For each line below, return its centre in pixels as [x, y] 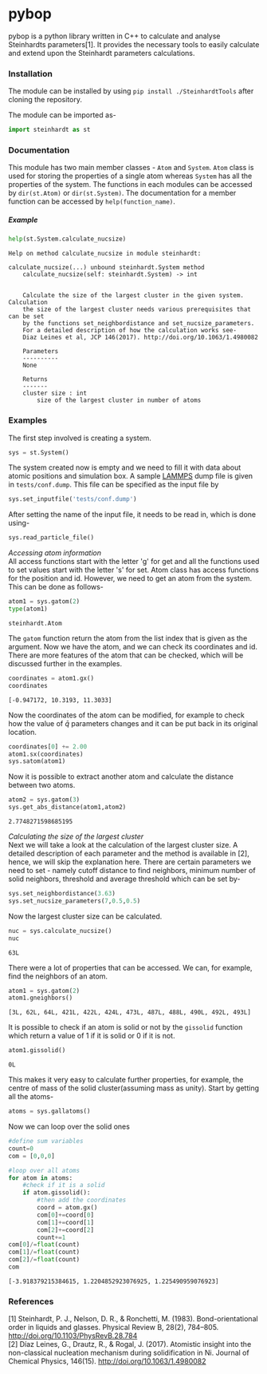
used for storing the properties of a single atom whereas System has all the [130, 176]
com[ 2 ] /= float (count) [44, 1260]
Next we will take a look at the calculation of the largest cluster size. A [123, 845]
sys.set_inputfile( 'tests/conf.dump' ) [73, 499]
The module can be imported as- [63, 115]
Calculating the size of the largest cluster [76, 836]
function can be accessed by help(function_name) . [92, 201]
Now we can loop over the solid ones [69, 1126]
